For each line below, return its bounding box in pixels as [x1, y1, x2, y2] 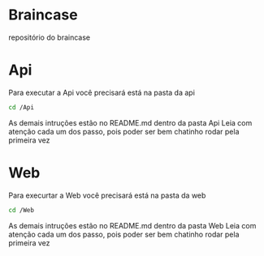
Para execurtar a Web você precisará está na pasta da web [8, 190, 206, 200]
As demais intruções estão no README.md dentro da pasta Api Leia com [8, 117, 253, 127]
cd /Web [8, 206, 35, 214]
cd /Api [8, 103, 35, 111]
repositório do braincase [8, 32, 91, 42]
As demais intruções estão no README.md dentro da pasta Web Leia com [8, 220, 257, 230]
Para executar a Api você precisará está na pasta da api [8, 87, 195, 97]
